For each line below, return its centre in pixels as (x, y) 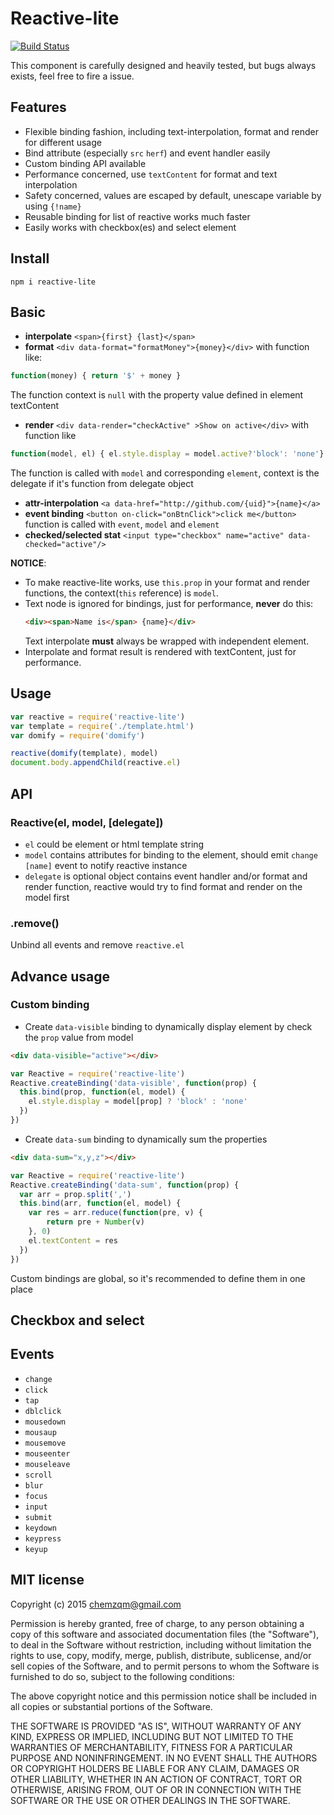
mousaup (40, 1432)
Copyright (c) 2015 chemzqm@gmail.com (96, 1604)
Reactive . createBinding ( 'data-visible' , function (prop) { (133, 1083)
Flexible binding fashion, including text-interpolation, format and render (171, 131)
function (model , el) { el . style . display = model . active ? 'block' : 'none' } (167, 454)
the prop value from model (79, 1037)
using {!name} (53, 206)
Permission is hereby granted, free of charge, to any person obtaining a (157, 1623)
